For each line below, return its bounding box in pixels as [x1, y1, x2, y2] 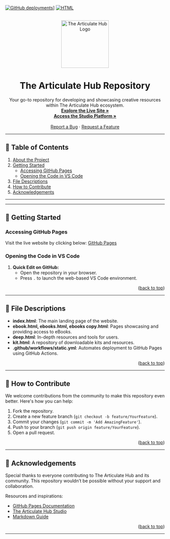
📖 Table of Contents [5, 143, 69, 152]
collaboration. [5, 483, 34, 489]
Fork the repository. [12, 408, 54, 414]
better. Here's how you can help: [5, 398, 73, 405]
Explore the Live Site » [61, 107, 109, 114]
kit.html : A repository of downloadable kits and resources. [12, 339, 135, 345]
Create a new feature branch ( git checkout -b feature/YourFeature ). [12, 414, 158, 420]
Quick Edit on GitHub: [12, 264, 59, 270]
